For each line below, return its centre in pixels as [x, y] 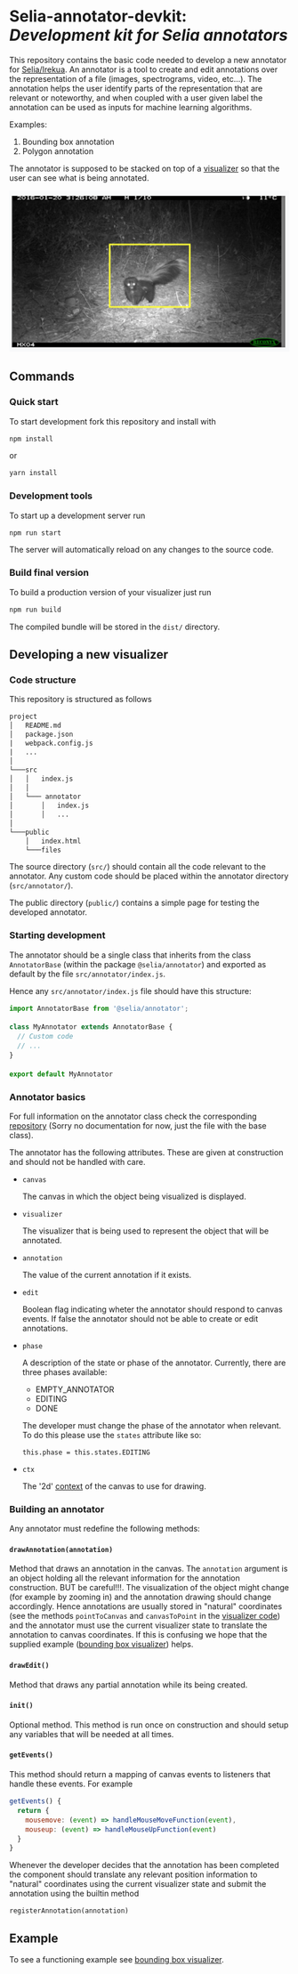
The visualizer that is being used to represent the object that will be [145, 1231]
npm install [31, 439]
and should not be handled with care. [77, 1161]
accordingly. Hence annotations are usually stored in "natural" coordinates [146, 1606]
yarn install [33, 473]
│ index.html [53, 841]
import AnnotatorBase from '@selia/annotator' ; [99, 1008]
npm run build [36, 610]
